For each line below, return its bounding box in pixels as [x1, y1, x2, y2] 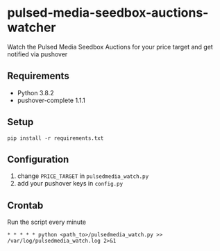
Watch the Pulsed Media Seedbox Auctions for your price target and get [7, 42, 213, 51]
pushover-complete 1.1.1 [17, 96, 85, 104]
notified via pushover [7, 50, 68, 58]
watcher [7, 19, 56, 35]
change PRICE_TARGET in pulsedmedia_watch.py [17, 172, 149, 180]
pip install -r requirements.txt [7, 134, 104, 142]
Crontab [7, 200, 44, 211]
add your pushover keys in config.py [17, 179, 124, 188]
